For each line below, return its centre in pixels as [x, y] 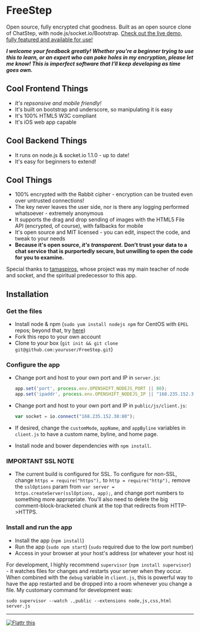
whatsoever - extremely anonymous [59, 213]
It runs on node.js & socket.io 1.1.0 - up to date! [72, 155]
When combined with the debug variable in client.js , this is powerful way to [100, 577]
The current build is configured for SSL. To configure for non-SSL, [96, 474]
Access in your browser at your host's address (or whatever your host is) [104, 553]
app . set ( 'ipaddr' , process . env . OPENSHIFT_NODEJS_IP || [84, 394]
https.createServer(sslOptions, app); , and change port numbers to [99, 493]
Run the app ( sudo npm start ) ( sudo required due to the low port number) [104, 547]
